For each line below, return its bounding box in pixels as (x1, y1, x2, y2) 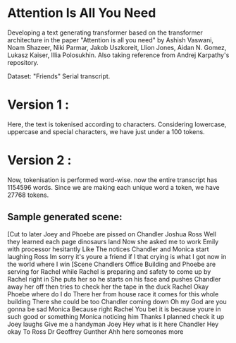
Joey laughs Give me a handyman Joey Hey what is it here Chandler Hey (7, 320, 219, 328)
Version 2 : (7, 152, 72, 169)
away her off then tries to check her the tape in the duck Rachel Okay (7, 282, 209, 291)
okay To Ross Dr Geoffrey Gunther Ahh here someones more (7, 327, 184, 336)
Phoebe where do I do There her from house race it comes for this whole (7, 289, 219, 298)
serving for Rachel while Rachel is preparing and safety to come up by (7, 267, 211, 276)
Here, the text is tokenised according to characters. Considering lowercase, (7, 120, 227, 128)
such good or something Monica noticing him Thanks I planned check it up (7, 312, 224, 320)
